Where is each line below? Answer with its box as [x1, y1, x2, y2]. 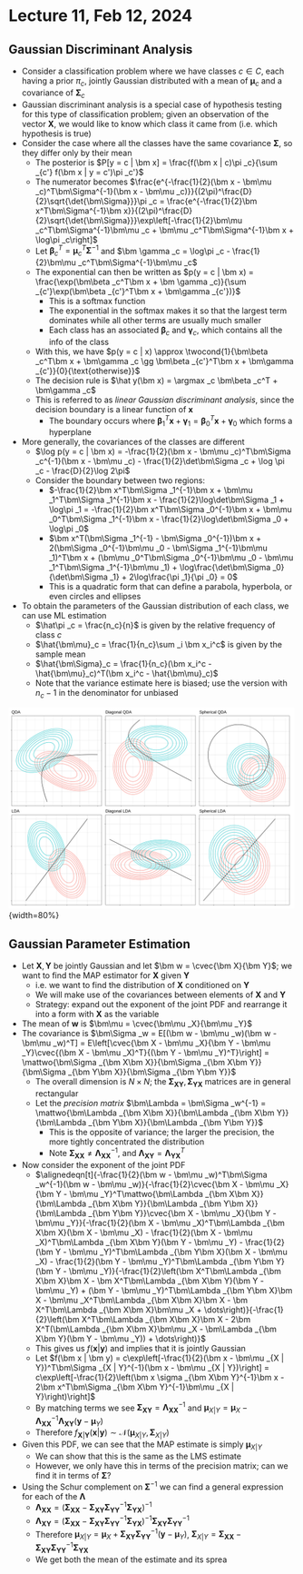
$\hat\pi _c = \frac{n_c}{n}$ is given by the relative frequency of [34, 619, 276, 631]
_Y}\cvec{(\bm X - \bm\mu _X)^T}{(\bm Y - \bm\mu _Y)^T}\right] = [21, 1047, 269, 1058]
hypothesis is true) [21, 128, 92, 139]
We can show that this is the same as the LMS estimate [34, 1450, 242, 1462]
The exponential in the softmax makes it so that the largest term [48, 305, 288, 316]
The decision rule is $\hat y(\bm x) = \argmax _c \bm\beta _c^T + [34, 374, 279, 386]
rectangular [34, 1088, 79, 1099]
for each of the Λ [21, 1490, 86, 1501]
